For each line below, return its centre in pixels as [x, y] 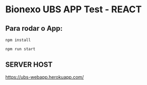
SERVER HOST [29, 65]
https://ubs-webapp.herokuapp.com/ [44, 77]
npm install [18, 40]
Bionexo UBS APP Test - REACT [74, 9]
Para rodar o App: [34, 28]
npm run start [21, 49]
